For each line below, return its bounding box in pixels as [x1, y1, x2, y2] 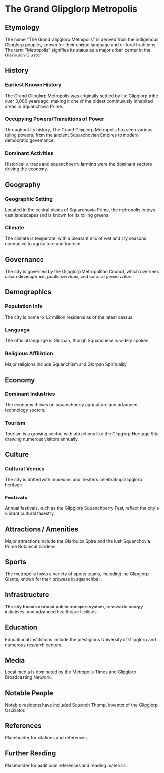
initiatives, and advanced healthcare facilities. [5, 608, 98, 615]
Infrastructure [5, 591, 49, 599]
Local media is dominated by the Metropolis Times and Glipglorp [5, 669, 137, 675]
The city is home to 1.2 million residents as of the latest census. [5, 314, 134, 320]
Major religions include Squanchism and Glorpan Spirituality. [5, 361, 128, 367]
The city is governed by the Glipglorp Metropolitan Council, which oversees [5, 269, 159, 275]
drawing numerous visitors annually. [5, 436, 79, 442]
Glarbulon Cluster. [5, 52, 42, 58]
